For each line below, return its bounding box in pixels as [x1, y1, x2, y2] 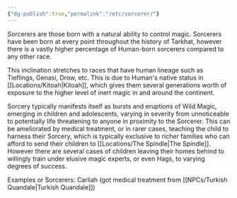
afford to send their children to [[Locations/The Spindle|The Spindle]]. [7, 139, 211, 148]
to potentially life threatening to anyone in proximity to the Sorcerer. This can [7, 117, 231, 125]
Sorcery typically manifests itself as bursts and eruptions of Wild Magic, [7, 101, 217, 110]
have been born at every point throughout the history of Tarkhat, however [7, 37, 222, 46]
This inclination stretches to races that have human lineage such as [7, 66, 204, 74]
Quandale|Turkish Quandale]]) [7, 182, 96, 191]
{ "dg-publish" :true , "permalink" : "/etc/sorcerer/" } [7, 10, 160, 18]
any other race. [7, 52, 52, 61]
